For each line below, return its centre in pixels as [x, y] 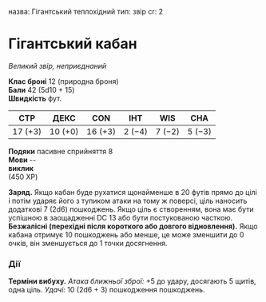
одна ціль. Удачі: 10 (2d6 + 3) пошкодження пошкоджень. [107, 290]
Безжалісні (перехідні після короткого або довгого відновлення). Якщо [133, 226]
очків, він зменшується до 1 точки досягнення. [88, 243]
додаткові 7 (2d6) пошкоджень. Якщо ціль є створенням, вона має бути [131, 209]
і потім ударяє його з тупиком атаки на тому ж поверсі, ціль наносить [128, 201]
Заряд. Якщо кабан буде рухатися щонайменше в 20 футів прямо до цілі [133, 192]
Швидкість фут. [35, 98]
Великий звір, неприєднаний [58, 66]
